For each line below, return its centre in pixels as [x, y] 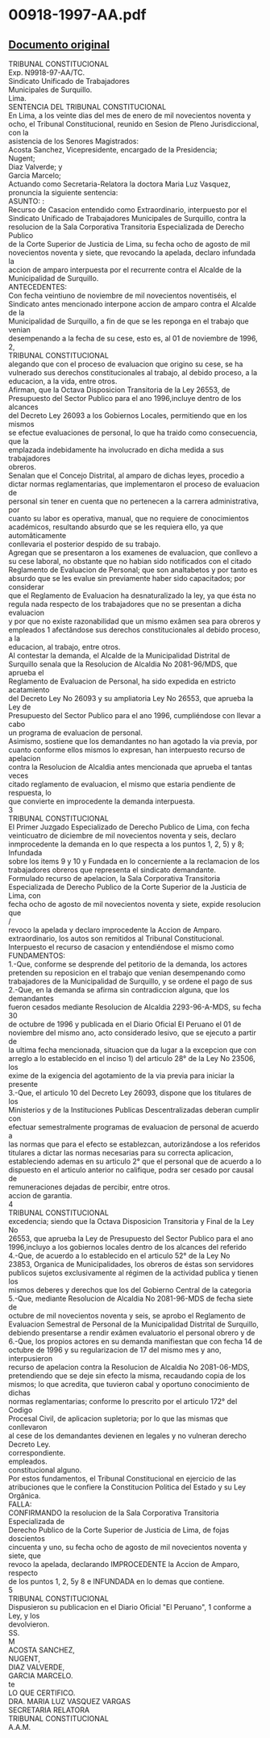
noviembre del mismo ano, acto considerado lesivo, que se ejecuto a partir [132, 1033]
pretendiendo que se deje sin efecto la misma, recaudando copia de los [127, 1376]
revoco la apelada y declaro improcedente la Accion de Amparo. [115, 930]
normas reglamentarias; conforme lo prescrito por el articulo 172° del [123, 1401]
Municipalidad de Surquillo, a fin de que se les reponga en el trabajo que [129, 321]
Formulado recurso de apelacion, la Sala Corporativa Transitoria [114, 878]
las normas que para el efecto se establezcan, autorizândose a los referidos [134, 1144]
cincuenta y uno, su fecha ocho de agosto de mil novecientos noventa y [128, 1547]
